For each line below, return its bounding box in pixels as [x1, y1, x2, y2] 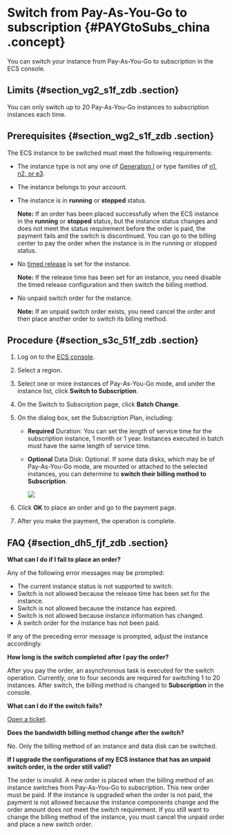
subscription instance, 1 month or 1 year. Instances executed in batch [27, 434, 224, 443]
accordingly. [7, 639, 43, 648]
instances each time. [7, 110, 67, 118]
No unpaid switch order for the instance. [17, 294, 133, 302]
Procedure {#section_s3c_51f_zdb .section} [7, 334, 199, 346]
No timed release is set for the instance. [17, 259, 131, 268]
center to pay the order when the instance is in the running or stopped [17, 238, 217, 247]
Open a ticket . [7, 715, 47, 724]
